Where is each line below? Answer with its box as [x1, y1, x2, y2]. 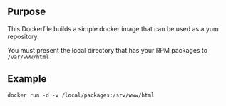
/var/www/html [7, 53, 50, 60]
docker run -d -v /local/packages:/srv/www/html [7, 92, 155, 99]
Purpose [7, 6, 46, 18]
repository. [7, 32, 39, 41]
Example [7, 73, 47, 85]
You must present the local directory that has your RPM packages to [7, 46, 208, 54]
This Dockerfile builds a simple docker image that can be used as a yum [7, 24, 219, 33]
